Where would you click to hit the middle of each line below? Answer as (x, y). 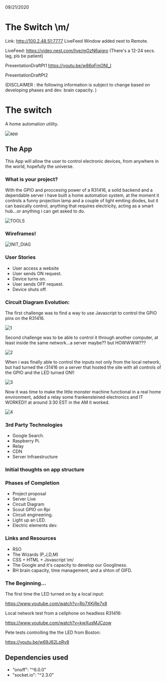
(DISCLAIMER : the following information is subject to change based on (78, 84)
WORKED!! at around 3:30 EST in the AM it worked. (57, 402)
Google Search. (28, 436)
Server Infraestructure (35, 457)
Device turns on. (29, 279)
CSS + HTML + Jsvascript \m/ (43, 560)
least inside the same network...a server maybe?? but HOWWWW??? (76, 343)
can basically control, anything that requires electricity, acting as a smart (79, 206)
